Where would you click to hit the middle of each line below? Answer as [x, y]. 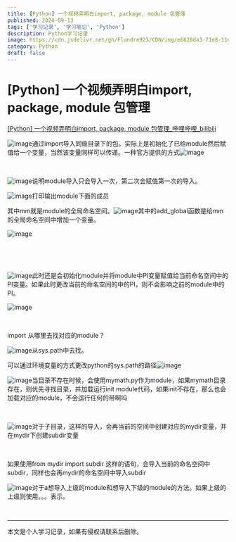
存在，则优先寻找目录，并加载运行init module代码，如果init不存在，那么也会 [117, 389]
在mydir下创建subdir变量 [43, 435]
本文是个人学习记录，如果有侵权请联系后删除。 [75, 531]
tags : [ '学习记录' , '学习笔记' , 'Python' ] [66, 27]
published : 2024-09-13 [40, 20]
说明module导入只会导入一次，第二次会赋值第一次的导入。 [117, 181]
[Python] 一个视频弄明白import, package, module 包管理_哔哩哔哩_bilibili [112, 128]
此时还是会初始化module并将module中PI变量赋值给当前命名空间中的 [130, 275]
